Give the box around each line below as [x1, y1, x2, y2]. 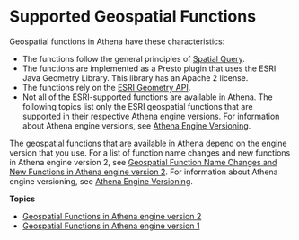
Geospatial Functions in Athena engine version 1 [22, 220, 200, 231]
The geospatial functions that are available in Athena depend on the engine [9, 138, 287, 148]
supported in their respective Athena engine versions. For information [22, 111, 280, 121]
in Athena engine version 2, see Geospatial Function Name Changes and [9, 156, 277, 167]
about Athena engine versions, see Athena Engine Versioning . [22, 120, 251, 131]
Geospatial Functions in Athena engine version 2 [22, 210, 202, 221]
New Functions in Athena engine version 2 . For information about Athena [9, 166, 278, 177]
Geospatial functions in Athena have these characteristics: [9, 36, 225, 47]
